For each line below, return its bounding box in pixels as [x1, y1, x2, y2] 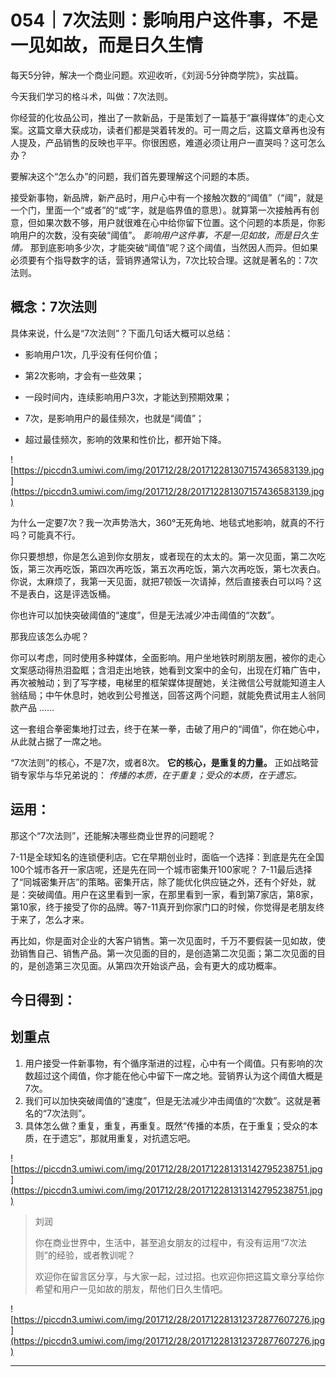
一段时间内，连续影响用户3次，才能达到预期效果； [24, 391, 233, 403]
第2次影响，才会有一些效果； [24, 369, 145, 381]
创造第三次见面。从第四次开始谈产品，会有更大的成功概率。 [36, 959, 282, 971]
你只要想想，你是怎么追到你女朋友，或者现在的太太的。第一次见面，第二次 [10, 550, 317, 562]
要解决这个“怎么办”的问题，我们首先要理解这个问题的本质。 [10, 170, 255, 182]
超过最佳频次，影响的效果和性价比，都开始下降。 [24, 433, 227, 445]
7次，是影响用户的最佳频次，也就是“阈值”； [24, 412, 205, 424]
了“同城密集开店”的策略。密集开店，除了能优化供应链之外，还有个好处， [10, 876, 308, 888]
